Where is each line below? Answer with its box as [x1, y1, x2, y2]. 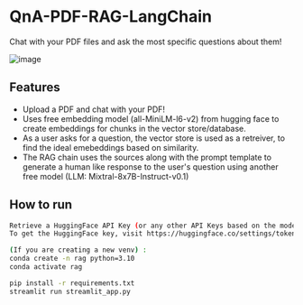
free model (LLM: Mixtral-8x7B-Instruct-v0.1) [22, 171, 189, 181]
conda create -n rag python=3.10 [9, 254, 135, 263]
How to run [9, 197, 73, 213]
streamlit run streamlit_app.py [9, 287, 131, 296]
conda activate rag [9, 263, 83, 272]
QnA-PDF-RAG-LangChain [9, 6, 212, 27]
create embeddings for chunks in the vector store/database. [22, 123, 246, 134]
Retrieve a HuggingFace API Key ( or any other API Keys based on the [9, 221, 277, 230]
